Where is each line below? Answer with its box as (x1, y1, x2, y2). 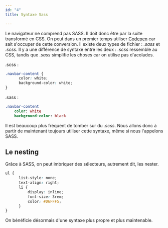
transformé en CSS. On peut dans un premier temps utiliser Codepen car (5, 36, 155, 42)
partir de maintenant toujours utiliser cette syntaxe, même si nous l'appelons (5, 128, 163, 134)
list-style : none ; (18, 176, 57, 181)
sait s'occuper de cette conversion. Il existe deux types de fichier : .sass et (5, 41, 160, 47)
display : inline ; (27, 189, 64, 194)
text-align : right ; (18, 180, 59, 185)
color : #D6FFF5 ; (27, 199, 62, 204)
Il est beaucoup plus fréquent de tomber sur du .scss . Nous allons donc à (5, 122, 157, 128)
